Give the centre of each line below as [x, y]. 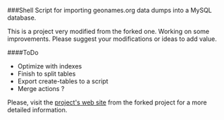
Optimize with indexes [50, 66]
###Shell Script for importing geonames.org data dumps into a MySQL [110, 10]
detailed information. [37, 110]
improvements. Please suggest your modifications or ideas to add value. [112, 39]
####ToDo [23, 53]
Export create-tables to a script [63, 81]
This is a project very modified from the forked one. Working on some [108, 31]
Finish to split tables [46, 74]
